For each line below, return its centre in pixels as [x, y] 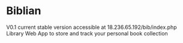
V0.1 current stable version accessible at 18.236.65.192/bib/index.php [91, 27]
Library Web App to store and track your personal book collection [87, 33]
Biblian [24, 11]
